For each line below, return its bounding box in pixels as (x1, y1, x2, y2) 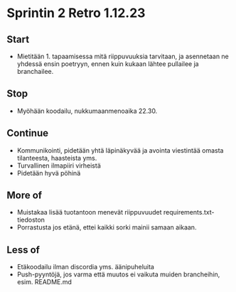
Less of (6, 244, 41, 256)
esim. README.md (16, 278, 73, 286)
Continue (6, 127, 49, 139)
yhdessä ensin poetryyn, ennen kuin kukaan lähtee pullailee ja (16, 60, 200, 68)
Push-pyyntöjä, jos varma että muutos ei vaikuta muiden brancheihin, (16, 270, 220, 279)
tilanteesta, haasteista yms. (16, 153, 97, 162)
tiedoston (16, 215, 45, 225)
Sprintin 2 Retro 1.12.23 (6, 5, 146, 21)
